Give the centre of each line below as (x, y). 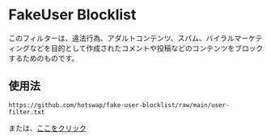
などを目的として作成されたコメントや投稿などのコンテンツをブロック (146, 48)
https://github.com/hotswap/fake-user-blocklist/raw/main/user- (119, 105)
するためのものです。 (44, 58)
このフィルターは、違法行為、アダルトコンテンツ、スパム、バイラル (121, 38)
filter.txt (27, 112)
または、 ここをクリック (47, 128)
